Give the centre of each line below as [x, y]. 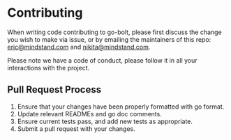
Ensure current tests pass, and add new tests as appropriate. [105, 121]
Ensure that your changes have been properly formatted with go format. [121, 107]
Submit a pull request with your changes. [76, 129]
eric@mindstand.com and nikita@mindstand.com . [79, 47]
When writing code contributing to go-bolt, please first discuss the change [114, 32]
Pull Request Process [54, 90]
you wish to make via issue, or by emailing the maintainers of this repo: [109, 39]
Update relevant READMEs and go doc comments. [89, 114]
